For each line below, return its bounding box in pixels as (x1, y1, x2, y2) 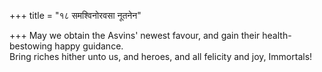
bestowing (9, 40, 53, 52)
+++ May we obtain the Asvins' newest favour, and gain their (9, 30, 261, 41)
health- (262, 30, 292, 41)
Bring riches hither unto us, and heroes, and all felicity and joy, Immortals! (9, 51, 313, 62)
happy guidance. (54, 40, 124, 52)
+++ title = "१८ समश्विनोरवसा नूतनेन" (9, 10, 142, 21)
